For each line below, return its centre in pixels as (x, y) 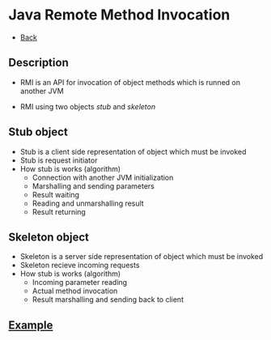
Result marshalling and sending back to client (108, 300)
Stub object (38, 132)
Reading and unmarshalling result (88, 203)
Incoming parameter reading (80, 283)
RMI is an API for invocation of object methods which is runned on (130, 82)
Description (38, 63)
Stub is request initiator (59, 160)
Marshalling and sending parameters (93, 186)
